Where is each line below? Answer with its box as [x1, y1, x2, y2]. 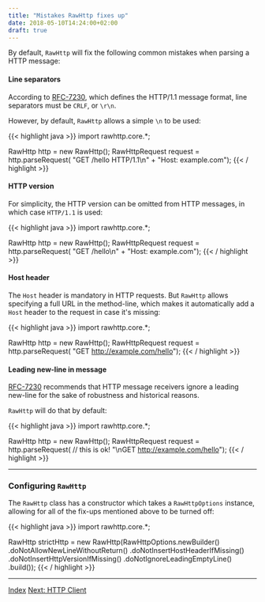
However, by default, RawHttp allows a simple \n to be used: [8, 115, 201, 125]
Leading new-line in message [8, 365, 107, 374]
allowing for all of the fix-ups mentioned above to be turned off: [8, 507, 215, 517]
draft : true [8, 26, 47, 34]
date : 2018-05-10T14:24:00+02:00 [8, 19, 118, 27]
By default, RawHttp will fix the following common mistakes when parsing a [8, 48, 250, 58]
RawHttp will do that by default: [8, 406, 107, 415]
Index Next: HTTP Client [8, 585, 87, 595]
